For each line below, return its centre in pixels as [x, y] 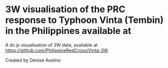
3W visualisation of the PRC [65, 9]
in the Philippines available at [68, 31]
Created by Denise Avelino [33, 60]
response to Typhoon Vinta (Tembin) [85, 20]
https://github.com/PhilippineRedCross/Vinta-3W [57, 50]
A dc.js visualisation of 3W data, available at [51, 45]
